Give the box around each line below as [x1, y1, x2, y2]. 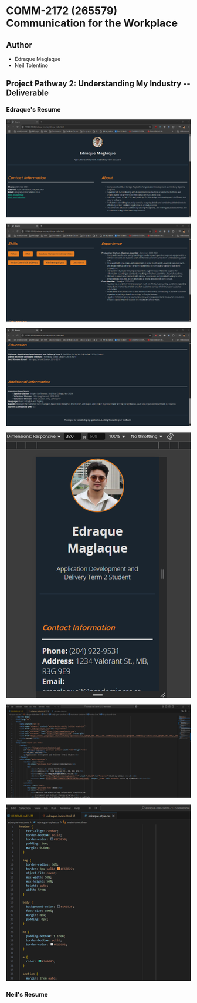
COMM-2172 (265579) [6, 4, 118, 18]
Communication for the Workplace [6, 16, 178, 30]
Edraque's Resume [6, 106, 61, 114]
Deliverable [6, 88, 49, 98]
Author [6, 40, 32, 50]
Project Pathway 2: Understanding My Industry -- [6, 79, 191, 89]
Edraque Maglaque [14, 56, 61, 62]
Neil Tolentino [14, 62, 49, 69]
